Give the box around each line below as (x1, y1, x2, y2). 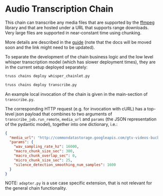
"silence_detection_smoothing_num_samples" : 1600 (14, 162, 116, 167)
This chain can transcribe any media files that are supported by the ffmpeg (5, 19, 155, 25)
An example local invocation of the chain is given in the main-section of (5, 91, 148, 97)
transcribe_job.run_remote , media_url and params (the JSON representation (5, 116, 157, 122)
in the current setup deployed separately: (5, 64, 88, 70)
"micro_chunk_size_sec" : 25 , (14, 158, 73, 162)
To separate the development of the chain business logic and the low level (5, 53, 154, 59)
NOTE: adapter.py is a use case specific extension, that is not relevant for (5, 180, 152, 186)
